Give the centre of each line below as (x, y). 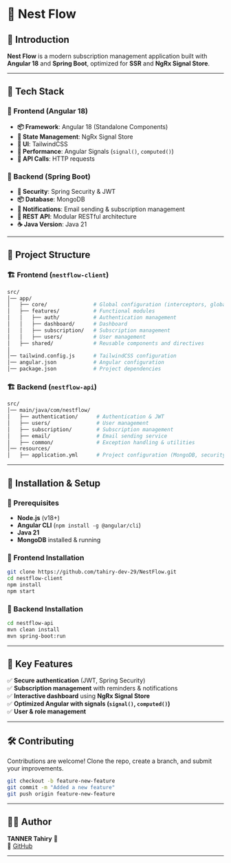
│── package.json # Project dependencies (84, 369)
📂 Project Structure (49, 255)
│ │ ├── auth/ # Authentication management (92, 318)
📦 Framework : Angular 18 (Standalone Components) (92, 126)
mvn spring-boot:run (37, 636)
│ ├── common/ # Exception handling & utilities (101, 442)
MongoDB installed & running (59, 539)
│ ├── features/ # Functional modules (81, 311)
